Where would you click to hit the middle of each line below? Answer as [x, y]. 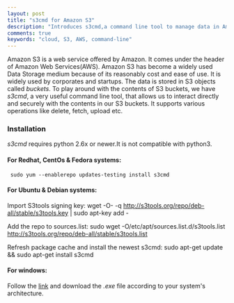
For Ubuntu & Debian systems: [52, 190]
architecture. [25, 293]
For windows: [27, 270]
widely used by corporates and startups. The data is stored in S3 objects [111, 81]
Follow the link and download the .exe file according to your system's [106, 286]
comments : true [29, 33]
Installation [27, 129]
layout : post [26, 14]
